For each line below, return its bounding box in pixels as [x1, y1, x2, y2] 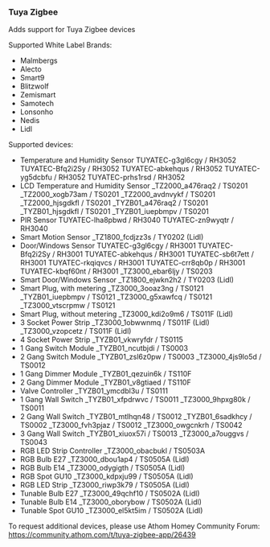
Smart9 [19, 73, 45, 83]
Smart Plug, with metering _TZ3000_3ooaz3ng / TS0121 [19, 284, 204, 294]
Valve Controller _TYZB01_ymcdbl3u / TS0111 [19, 386, 169, 396]
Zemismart [19, 90, 56, 100]
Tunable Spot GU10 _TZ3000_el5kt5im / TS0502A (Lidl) [19, 506, 203, 516]
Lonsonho [19, 107, 54, 117]
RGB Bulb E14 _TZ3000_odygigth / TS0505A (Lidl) [19, 463, 186, 473]
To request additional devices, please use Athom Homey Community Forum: [8, 521, 260, 531]
